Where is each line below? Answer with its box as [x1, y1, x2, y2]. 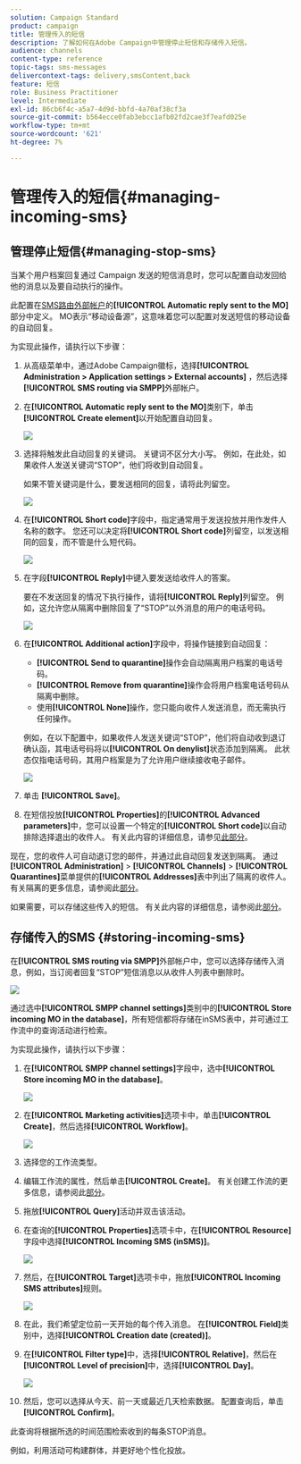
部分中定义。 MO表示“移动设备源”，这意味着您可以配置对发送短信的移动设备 [10, 310, 291, 322]
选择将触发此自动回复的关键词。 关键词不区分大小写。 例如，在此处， [22, 448, 279, 459]
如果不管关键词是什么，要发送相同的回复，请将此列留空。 [22, 478, 235, 489]
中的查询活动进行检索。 [25, 1024, 113, 1035]
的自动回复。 [10, 322, 57, 332]
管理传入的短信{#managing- [10, 187, 222, 206]
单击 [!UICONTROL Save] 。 [22, 790, 126, 801]
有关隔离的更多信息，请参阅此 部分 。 [10, 882, 144, 893]
